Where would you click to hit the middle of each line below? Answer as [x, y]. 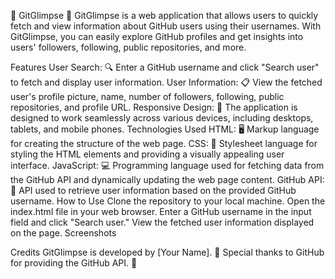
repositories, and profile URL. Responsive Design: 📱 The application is [154, 107]
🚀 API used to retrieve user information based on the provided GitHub [153, 190]
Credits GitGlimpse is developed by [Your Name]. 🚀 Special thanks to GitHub [167, 252]
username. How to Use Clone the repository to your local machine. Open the [168, 201]
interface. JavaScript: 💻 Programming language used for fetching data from [167, 165]
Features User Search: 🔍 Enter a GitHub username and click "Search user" [165, 67]
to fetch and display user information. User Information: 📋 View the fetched [166, 82]
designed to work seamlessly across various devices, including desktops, [162, 118]
